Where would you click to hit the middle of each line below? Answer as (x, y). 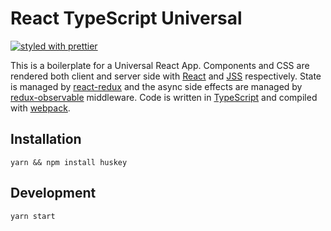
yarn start (33, 216)
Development (53, 193)
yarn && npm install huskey (69, 162)
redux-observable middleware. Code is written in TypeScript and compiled (164, 97)
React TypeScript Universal (126, 18)
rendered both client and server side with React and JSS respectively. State (166, 76)
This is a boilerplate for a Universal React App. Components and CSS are (160, 65)
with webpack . (40, 108)
